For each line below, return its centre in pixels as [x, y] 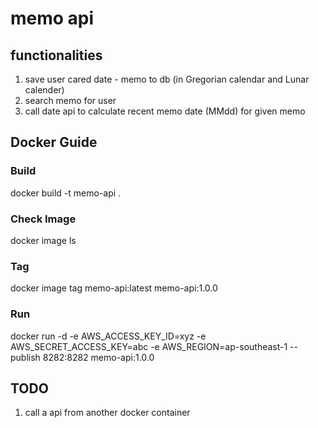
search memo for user [70, 100]
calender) [44, 90]
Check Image [43, 219]
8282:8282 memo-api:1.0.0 [98, 357]
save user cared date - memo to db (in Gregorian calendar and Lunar [167, 79]
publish [25, 357]
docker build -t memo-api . [66, 193]
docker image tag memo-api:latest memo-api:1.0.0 [114, 288]
